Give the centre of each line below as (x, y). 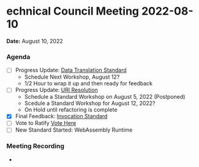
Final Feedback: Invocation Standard (61, 116)
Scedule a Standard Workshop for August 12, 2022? (90, 103)
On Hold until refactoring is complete (71, 110)
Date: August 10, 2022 (35, 41)
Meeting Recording (36, 146)
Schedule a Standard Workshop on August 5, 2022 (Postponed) (105, 97)
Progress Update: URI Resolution (56, 90)
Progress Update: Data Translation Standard (71, 70)
